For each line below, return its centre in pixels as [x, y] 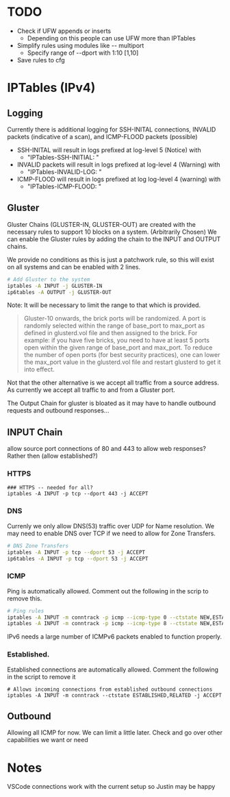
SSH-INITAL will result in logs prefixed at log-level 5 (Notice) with [109, 150]
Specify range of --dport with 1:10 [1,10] [83, 53]
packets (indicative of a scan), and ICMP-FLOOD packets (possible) [102, 136]
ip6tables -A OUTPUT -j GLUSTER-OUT [59, 292]
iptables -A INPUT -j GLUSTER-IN [55, 286]
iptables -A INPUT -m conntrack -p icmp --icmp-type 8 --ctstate [102, 624]
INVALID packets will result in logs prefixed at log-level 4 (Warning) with [118, 164]
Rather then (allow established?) [52, 456]
